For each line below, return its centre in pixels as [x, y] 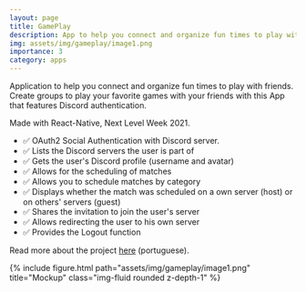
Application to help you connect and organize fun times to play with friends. [152, 86]
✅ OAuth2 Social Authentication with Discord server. [121, 141]
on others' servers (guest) [71, 202]
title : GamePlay [40, 26]
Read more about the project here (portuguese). [99, 250]
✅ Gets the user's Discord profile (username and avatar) [128, 161]
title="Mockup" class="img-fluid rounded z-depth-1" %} [115, 277]
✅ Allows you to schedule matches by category [112, 181]
